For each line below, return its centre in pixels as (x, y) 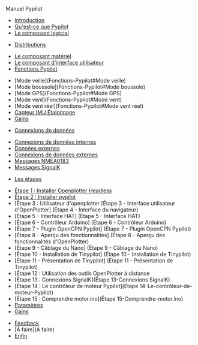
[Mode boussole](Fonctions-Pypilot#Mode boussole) (80, 87)
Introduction (29, 20)
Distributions (30, 45)
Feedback (27, 323)
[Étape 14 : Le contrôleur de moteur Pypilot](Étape (76, 286)
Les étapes (28, 179)
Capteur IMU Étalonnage (45, 112)
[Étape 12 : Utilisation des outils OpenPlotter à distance (82, 273)
